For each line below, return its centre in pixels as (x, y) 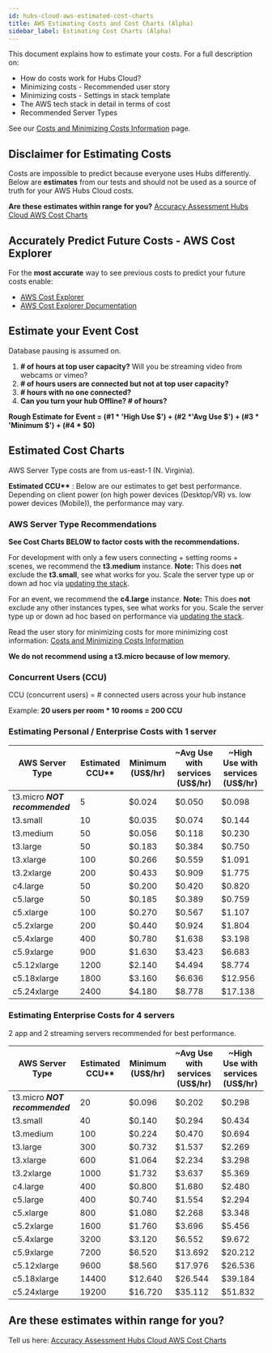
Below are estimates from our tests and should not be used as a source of (132, 182)
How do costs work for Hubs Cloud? (81, 79)
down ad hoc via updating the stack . (69, 583)
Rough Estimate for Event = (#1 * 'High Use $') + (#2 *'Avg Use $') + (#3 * (134, 416)
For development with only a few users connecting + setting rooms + (123, 557)
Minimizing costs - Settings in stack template (95, 96)
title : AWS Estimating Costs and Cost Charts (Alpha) (101, 24)
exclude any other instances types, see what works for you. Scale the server (136, 607)
